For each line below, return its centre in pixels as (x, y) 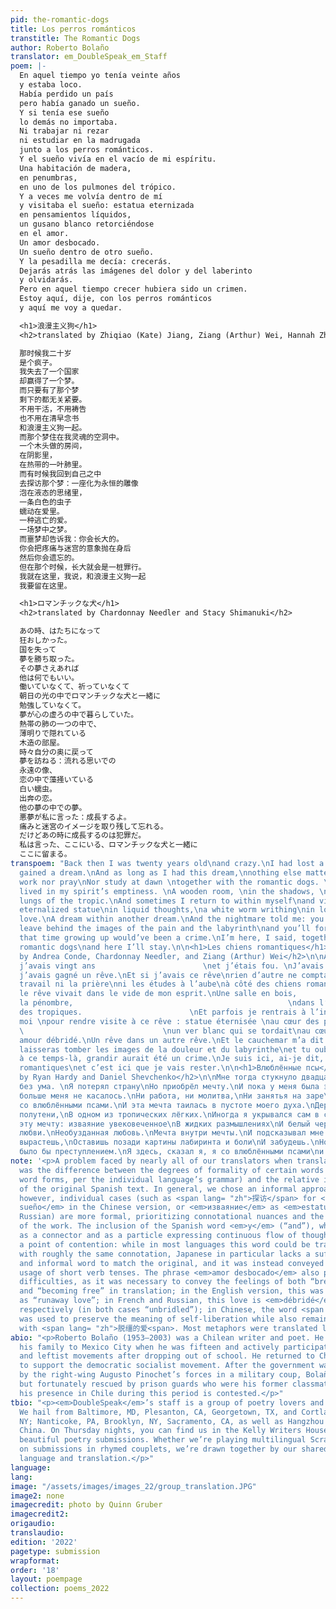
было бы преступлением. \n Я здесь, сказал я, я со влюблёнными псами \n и (172, 1152)
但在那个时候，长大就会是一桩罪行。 (83, 567)
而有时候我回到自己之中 (60, 474)
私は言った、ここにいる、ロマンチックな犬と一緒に (108, 845)
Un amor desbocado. (60, 242)
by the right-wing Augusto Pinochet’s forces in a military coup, (160, 1375)
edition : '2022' (44, 1542)
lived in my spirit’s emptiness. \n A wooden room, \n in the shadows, (167, 891)
